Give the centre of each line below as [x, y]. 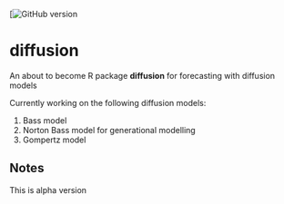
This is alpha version [48, 189]
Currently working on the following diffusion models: [108, 102]
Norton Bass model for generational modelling [109, 130]
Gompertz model [54, 140]
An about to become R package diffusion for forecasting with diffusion [142, 75]
